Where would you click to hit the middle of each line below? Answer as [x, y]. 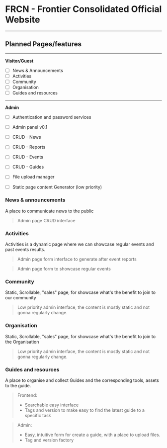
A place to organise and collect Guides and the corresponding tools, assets [82, 380]
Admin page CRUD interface [46, 220]
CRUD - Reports [29, 147]
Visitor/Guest [19, 61]
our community [21, 298]
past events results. [25, 250]
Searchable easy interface [52, 405]
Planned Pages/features [43, 44]
